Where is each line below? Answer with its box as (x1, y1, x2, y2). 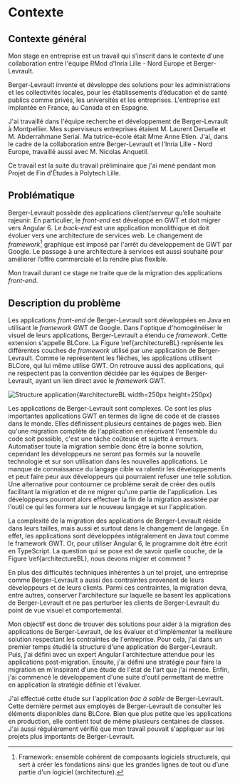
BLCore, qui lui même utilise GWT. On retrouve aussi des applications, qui (8, 362, 224, 370)
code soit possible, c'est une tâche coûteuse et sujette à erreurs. (8, 434, 199, 443)
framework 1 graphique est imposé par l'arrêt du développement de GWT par (8, 238, 232, 248)
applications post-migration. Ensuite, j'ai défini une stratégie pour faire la (8, 657, 221, 667)
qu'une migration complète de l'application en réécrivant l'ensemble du (8, 427, 218, 436)
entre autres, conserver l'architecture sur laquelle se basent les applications (8, 591, 231, 600)
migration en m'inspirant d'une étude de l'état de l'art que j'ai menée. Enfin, (8, 665, 230, 674)
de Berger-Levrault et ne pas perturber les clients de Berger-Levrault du (8, 598, 220, 607)
